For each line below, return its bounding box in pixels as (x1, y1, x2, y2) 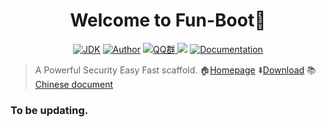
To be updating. (10, 103, 89, 117)
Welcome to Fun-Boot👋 (69, 9, 267, 32)
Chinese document (34, 78, 114, 90)
